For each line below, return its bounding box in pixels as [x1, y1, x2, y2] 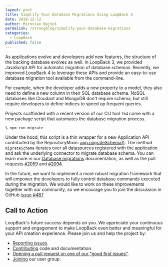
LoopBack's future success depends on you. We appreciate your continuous [5, 219, 163, 225]
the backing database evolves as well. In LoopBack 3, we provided [5, 59, 142, 65]
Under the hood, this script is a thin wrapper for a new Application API [5, 134, 149, 140]
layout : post [5, 7, 32, 13]
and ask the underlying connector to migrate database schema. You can [5, 150, 154, 156]
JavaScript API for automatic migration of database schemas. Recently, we [5, 64, 159, 70]
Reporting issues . [12, 240, 49, 246]
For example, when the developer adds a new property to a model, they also [5, 85, 162, 91]
